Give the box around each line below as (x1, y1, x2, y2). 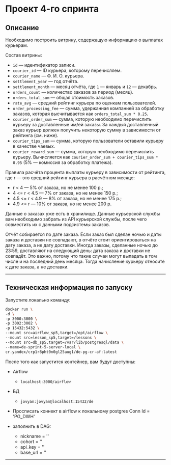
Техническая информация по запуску (5, 283, 133, 292)
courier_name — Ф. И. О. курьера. (12, 73, 84, 79)
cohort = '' (20, 439, 43, 445)
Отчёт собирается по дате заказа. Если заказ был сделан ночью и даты (5, 231, 162, 237)
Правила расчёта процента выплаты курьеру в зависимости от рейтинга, (5, 169, 166, 175)
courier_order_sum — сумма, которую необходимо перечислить (12, 116, 152, 122)
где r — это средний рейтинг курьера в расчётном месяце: (5, 175, 135, 181)
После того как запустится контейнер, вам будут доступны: (5, 359, 136, 365)
